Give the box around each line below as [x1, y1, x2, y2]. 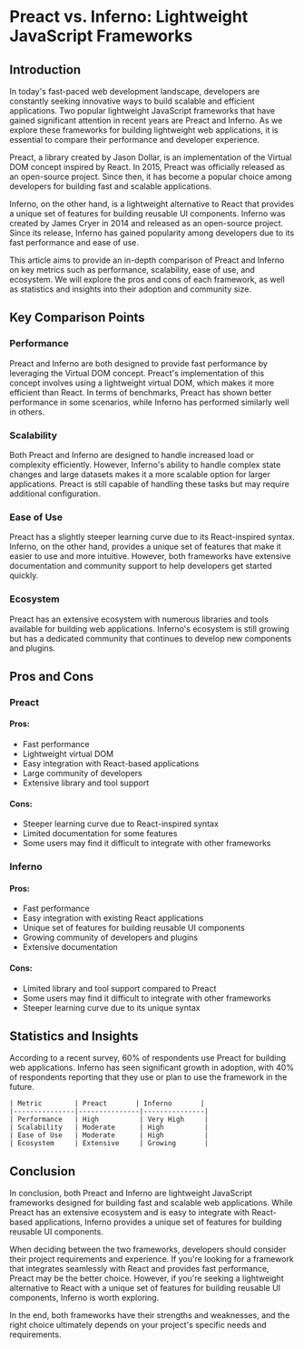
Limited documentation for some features [22, 828, 178, 839]
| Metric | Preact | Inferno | [9, 1099, 205, 1108]
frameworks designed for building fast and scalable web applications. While [9, 1197, 293, 1208]
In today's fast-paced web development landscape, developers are [9, 86, 260, 96]
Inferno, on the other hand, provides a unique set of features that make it [9, 541, 281, 552]
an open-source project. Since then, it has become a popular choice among [9, 171, 292, 182]
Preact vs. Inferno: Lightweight [9, 6, 249, 27]
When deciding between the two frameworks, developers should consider [9, 1244, 287, 1255]
